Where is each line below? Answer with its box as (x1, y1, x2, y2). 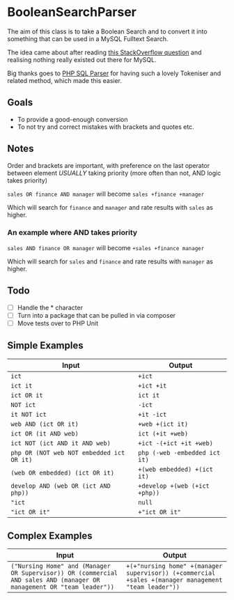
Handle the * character (17, 303, 84, 311)
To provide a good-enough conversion (17, 115, 128, 123)
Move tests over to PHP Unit (17, 318, 99, 328)
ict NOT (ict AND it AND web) (10, 439, 111, 447)
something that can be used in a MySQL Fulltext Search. (7, 34, 169, 43)
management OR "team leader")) (10, 583, 115, 591)
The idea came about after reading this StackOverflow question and (7, 48, 202, 56)
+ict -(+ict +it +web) (138, 439, 214, 447)
